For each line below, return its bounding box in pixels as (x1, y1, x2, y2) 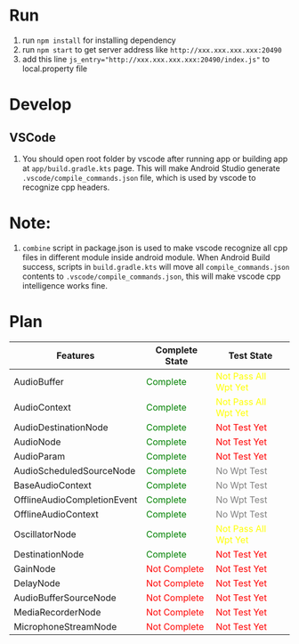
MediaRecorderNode (13, 606, 101, 618)
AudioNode (13, 436, 61, 448)
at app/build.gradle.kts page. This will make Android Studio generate (21, 162, 280, 174)
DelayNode (13, 576, 61, 589)
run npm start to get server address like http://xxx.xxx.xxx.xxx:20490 (21, 44, 282, 54)
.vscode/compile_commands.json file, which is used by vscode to (21, 172, 256, 183)
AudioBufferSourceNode (13, 591, 117, 604)
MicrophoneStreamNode (13, 620, 117, 632)
